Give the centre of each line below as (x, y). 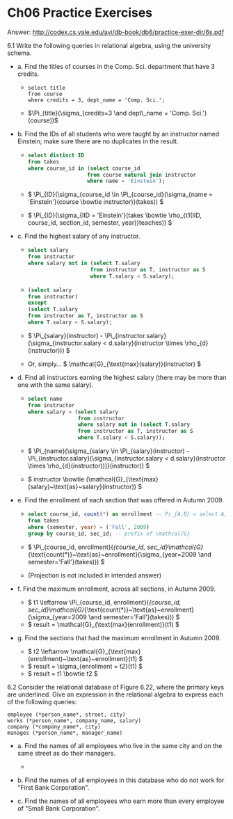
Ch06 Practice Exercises (80, 13)
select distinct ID (56, 155)
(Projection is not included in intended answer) (95, 575)
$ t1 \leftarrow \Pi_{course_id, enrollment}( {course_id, (104, 602)
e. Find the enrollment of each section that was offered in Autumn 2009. (121, 500)
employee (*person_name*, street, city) (67, 715)
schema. (19, 53)
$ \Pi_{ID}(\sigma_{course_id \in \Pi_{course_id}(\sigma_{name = (120, 194)
